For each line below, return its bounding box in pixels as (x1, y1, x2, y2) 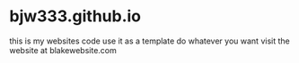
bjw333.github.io (9, 6, 142, 27)
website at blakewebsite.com (9, 44, 117, 55)
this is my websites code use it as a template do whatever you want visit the (9, 35, 290, 46)
